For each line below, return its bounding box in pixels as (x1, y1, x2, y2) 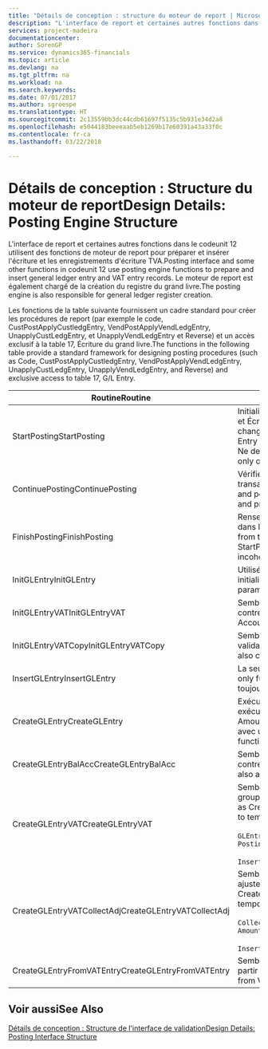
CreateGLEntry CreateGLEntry (12, 716, 124, 727)
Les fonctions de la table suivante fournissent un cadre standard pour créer (8, 306, 257, 315)
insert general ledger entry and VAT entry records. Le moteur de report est (8, 273, 254, 283)
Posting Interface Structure (8, 1032, 97, 1042)
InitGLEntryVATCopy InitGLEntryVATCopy (12, 640, 165, 651)
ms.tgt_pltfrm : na (8, 71, 69, 79)
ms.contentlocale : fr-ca (8, 130, 91, 138)
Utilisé (238, 564, 262, 575)
